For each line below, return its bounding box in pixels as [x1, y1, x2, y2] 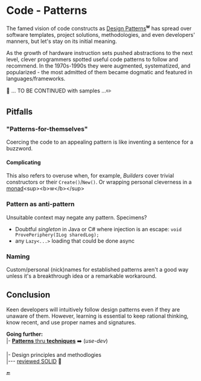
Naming [6, 252, 30, 260]
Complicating [6, 158, 41, 166]
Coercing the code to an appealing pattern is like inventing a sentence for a [6, 138, 194, 146]
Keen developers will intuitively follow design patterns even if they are [6, 306, 180, 313]
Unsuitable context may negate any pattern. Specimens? [6, 214, 147, 221]
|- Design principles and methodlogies [6, 351, 101, 358]
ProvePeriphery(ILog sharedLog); [14, 232, 100, 238]
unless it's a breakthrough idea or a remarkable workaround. [6, 272, 157, 280]
